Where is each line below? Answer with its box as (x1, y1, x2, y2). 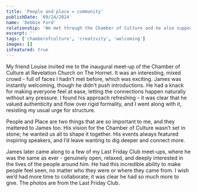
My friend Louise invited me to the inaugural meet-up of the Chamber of (6, 63, 181, 70)
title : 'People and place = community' (6, 8, 104, 15)
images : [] (6, 42, 33, 48)
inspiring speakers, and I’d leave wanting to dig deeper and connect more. (6, 136, 186, 144)
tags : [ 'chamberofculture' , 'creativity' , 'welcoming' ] (6, 36, 145, 42)
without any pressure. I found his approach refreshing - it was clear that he (6, 94, 188, 101)
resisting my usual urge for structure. (6, 106, 96, 113)
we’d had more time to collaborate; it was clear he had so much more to (6, 173, 179, 180)
